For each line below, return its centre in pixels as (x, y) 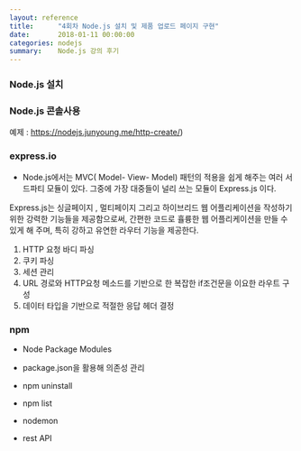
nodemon (40, 420)
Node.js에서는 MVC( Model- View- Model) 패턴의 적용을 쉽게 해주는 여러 (153, 177)
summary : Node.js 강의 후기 (64, 51)
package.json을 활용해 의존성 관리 (83, 367)
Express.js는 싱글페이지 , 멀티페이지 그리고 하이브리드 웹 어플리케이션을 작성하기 (151, 207)
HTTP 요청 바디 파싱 (58, 249)
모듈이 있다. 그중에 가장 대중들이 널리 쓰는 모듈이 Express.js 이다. (161, 188)
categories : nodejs (46, 43)
